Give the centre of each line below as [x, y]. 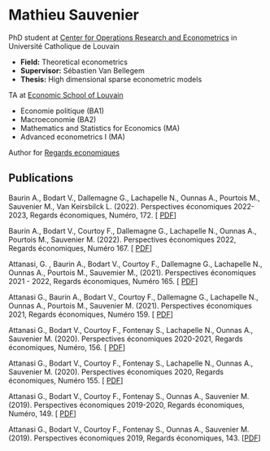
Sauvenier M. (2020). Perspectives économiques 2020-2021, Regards [126, 339]
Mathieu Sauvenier [74, 15]
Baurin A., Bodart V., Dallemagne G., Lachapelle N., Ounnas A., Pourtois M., [134, 198]
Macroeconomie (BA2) [58, 119]
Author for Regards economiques [64, 152]
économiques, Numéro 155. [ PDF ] [66, 380]
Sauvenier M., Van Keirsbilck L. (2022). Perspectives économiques [120, 206]
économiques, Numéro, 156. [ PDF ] [67, 347]
